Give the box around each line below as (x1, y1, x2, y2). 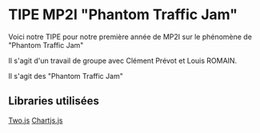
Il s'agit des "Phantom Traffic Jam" (8, 71, 124, 80)
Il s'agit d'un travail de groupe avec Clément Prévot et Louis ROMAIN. (8, 56, 238, 65)
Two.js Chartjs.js (8, 115, 63, 125)
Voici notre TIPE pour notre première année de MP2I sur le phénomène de (8, 32, 252, 41)
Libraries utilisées (8, 94, 100, 108)
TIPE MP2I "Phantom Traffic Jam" (8, 6, 238, 24)
